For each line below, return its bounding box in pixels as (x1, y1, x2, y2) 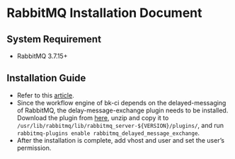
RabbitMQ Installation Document (6, 5, 202, 21)
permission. (16, 143, 52, 152)
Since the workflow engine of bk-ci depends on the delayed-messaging (16, 98, 227, 107)
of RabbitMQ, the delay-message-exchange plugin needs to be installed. (16, 106, 229, 114)
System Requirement (6, 33, 102, 45)
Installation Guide (6, 72, 86, 84)
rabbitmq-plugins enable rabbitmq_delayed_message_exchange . (16, 129, 200, 137)
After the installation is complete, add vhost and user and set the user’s (16, 136, 224, 144)
